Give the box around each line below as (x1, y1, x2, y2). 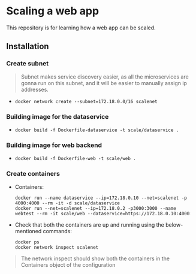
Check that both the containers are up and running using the (14, 221, 165, 228)
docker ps (14, 239, 40, 245)
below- (165, 221, 183, 228)
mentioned (14, 227, 42, 234)
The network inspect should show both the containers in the (20, 255, 170, 262)
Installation (6, 41, 49, 52)
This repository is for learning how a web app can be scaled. (6, 24, 156, 31)
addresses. (20, 86, 49, 93)
